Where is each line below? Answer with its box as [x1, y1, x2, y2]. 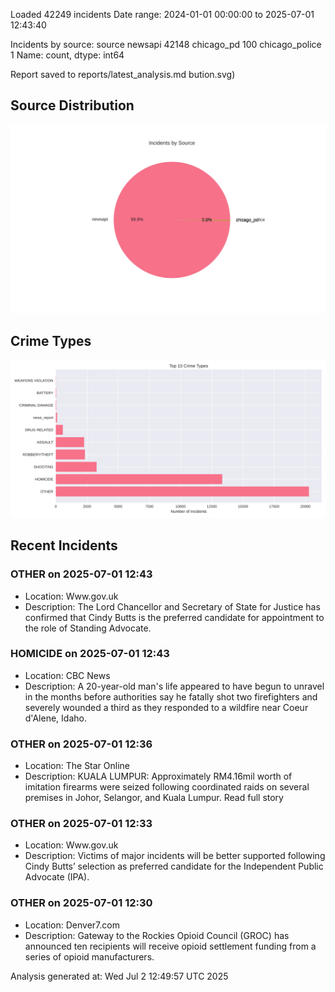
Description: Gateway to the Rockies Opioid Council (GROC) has [24, 929, 290, 941]
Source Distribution [10, 97, 135, 114]
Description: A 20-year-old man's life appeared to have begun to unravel [24, 680, 325, 692]
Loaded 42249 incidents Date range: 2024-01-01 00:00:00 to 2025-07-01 [10, 9, 315, 20]
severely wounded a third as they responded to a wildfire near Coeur [24, 701, 309, 713]
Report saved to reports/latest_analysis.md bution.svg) [10, 69, 236, 80]
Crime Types [10, 333, 92, 350]
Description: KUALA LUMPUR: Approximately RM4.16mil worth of [24, 770, 293, 783]
